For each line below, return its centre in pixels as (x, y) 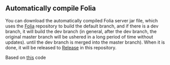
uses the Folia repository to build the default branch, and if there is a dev (82, 26)
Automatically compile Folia (51, 8)
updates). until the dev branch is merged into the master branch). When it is (85, 42)
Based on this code (26, 57)
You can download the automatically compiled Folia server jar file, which (81, 20)
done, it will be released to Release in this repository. (61, 47)
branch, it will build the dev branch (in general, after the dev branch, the (81, 31)
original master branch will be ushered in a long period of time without (79, 37)
